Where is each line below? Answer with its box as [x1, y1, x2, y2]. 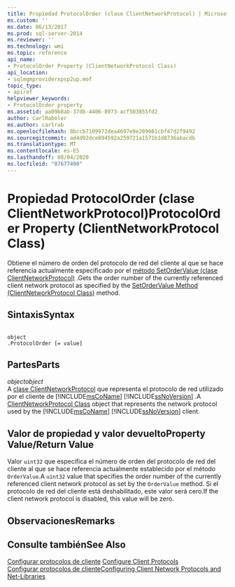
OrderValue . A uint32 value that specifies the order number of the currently [7, 472, 222, 481]
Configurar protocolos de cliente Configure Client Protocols [7, 558, 179, 566]
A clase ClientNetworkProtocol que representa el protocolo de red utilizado [7, 385, 224, 393]
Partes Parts [7, 359, 61, 371]
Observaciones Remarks [7, 515, 115, 527]
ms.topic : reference [7, 50, 68, 57]
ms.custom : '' [7, 17, 49, 24]
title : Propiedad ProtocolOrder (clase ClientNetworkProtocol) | [7, 10, 201, 18]
